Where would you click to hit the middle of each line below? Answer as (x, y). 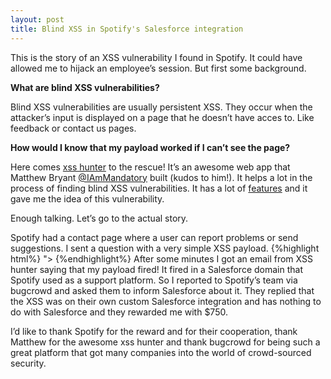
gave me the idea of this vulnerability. (87, 198)
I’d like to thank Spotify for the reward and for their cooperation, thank (154, 331)
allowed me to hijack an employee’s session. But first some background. (158, 68)
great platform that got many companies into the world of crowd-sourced (161, 352)
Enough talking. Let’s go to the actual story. (99, 218)
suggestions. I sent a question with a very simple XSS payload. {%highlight (165, 248)
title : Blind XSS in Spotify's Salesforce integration (127, 29)
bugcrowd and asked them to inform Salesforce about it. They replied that (162, 290)
